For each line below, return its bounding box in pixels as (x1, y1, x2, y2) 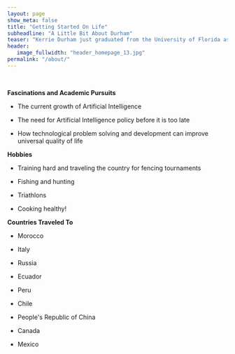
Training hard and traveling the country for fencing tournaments (17, 164, 201, 172)
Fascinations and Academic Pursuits (7, 88, 116, 97)
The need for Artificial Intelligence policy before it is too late (17, 115, 190, 124)
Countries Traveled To (7, 218, 73, 226)
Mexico (17, 340, 39, 348)
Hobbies (7, 150, 33, 158)
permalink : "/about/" (7, 56, 71, 63)
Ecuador (17, 272, 42, 281)
